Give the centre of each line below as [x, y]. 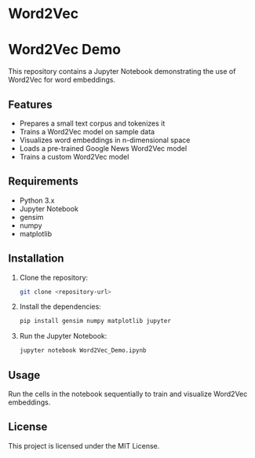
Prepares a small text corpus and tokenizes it [92, 123]
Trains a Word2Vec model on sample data [87, 131]
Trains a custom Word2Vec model [74, 156]
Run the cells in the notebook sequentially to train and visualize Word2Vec [128, 394]
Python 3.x [37, 200]
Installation [36, 259]
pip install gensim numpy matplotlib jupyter [95, 321]
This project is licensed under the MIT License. [84, 445]
